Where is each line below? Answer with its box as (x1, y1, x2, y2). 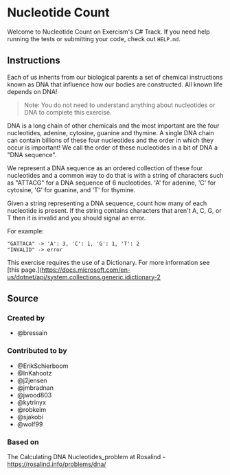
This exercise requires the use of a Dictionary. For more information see (7, 258, 210, 266)
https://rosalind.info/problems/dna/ (7, 460, 106, 468)
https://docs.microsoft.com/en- (41, 266, 130, 274)
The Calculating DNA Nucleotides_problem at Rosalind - (7, 453, 166, 461)
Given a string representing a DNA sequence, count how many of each (7, 199, 207, 207)
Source (7, 293, 39, 305)
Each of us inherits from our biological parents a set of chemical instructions (7, 73, 223, 81)
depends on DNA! (7, 87, 58, 95)
